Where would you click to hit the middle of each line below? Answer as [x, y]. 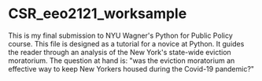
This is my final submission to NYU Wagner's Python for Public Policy [121, 35]
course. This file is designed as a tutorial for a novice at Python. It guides [126, 43]
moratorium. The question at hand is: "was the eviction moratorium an [122, 61]
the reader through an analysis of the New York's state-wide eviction [120, 52]
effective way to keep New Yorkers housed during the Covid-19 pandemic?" [131, 68]
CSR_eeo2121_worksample [98, 14]
